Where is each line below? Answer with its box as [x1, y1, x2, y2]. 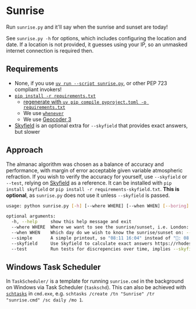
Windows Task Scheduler [6, 262, 101, 272]
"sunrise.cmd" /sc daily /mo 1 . [6, 296, 83, 303]
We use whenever [23, 109, 64, 116]
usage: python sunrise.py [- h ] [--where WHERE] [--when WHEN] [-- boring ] [6, 203, 190, 209]
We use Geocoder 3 [23, 116, 72, 123]
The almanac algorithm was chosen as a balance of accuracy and [6, 161, 164, 168]
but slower [14, 128, 40, 135]
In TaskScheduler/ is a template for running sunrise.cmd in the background [6, 277, 184, 284]
